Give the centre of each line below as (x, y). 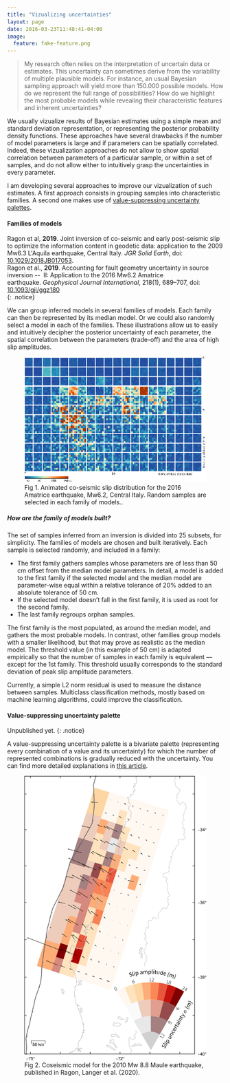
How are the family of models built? (59, 518)
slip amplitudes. (30, 347)
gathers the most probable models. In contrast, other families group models (114, 635)
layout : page (26, 22)
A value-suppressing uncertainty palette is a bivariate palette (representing (113, 744)
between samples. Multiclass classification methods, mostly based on (106, 692)
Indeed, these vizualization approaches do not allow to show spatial (103, 151)
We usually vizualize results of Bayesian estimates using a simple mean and (114, 121)
